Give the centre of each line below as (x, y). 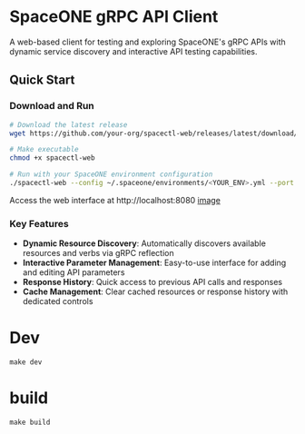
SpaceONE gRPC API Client (114, 17)
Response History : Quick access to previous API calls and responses (152, 282)
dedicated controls (58, 301)
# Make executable (44, 150)
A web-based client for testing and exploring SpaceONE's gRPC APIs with (148, 42)
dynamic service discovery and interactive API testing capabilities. (133, 51)
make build (30, 423)
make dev (26, 362)
